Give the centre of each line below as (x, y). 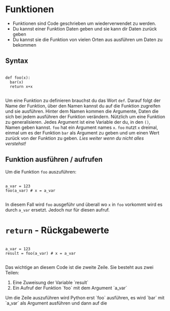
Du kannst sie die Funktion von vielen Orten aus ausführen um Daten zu (88, 40)
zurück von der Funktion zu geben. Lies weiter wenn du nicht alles (75, 138)
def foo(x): (18, 78)
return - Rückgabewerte (57, 230)
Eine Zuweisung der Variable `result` (50, 282)
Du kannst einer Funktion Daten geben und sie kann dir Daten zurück (85, 28)
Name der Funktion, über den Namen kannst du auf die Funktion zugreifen (83, 106)
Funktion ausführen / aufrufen (54, 160)
